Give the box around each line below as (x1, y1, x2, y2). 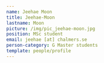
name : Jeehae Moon (6, 8, 52, 15)
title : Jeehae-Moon (6, 14, 55, 20)
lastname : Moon (6, 20, 44, 26)
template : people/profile (6, 48, 71, 54)
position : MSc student (6, 31, 63, 37)
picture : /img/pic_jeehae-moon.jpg (6, 25, 96, 32)
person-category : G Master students (6, 43, 98, 49)
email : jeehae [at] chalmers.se (6, 37, 87, 43)
